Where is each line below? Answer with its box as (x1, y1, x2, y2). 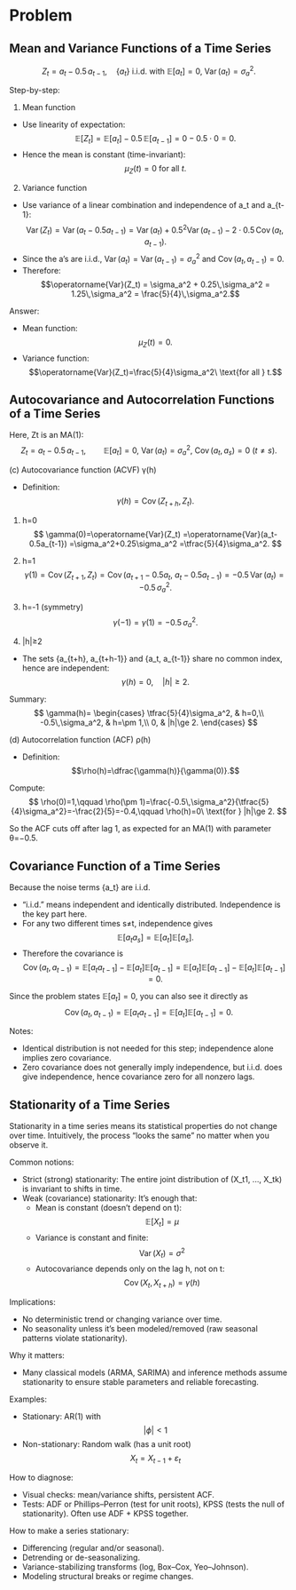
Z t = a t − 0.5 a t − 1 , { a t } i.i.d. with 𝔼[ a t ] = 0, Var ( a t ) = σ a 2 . (41, 64, 257, 78)
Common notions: (9, 1157, 74, 1168)
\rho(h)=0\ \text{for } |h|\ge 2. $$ (165, 806, 287, 817)
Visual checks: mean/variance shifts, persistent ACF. (21, 1489, 214, 1499)
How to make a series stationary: (9, 1525, 129, 1536)
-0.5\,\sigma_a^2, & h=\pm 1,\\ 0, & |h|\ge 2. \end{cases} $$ (39, 717, 259, 728)
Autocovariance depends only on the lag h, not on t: (35, 1263, 225, 1275)
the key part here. (21, 909, 88, 919)
